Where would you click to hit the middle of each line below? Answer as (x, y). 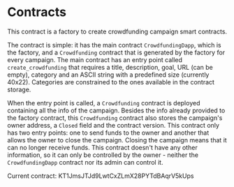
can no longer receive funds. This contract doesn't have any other (102, 147)
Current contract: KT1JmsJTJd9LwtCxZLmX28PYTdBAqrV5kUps (101, 176)
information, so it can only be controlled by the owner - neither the (103, 155)
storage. (19, 89)
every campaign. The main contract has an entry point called (95, 59)
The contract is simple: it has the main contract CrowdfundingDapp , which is (114, 45)
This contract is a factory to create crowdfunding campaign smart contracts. (117, 31)
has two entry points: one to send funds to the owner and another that (108, 133)
